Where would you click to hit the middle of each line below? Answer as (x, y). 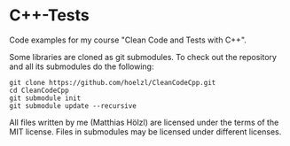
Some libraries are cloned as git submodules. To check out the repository (143, 57)
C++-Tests (50, 15)
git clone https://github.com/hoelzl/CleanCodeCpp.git (113, 82)
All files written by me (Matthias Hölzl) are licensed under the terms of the (144, 122)
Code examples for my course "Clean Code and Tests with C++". (128, 40)
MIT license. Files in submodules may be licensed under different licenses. (145, 131)
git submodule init (45, 98)
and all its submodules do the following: (82, 66)
